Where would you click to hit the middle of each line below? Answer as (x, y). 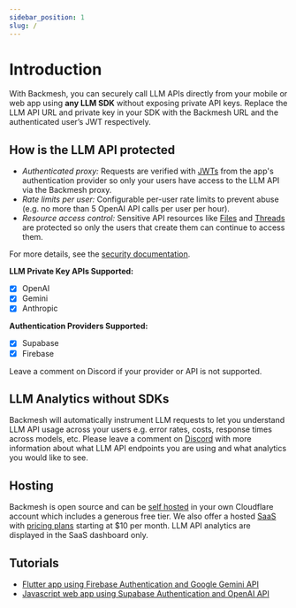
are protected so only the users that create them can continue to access (153, 227)
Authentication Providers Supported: (79, 326)
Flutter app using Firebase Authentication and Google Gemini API (140, 584)
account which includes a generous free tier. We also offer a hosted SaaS (143, 516)
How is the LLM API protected (92, 150)
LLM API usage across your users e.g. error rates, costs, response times (140, 429)
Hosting (32, 485)
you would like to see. (49, 458)
